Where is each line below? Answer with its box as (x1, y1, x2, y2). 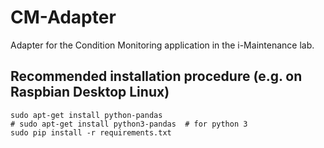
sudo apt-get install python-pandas (10, 110, 163, 120)
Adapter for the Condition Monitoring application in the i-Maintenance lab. (10, 39, 315, 51)
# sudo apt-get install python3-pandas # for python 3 (10, 119, 248, 129)
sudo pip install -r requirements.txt (10, 127, 172, 138)
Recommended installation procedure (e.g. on (10, 68, 303, 85)
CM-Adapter (10, 6, 117, 29)
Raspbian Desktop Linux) (10, 84, 170, 101)
